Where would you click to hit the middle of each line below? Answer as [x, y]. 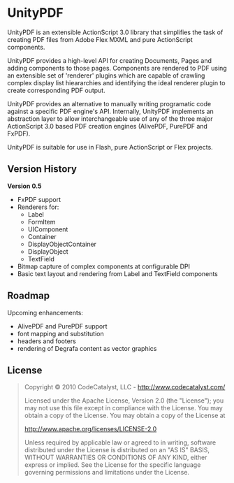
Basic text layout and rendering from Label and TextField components [117, 273]
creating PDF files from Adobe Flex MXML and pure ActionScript [100, 39]
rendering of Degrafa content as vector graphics [87, 348]
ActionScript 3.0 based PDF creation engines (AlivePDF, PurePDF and [108, 126]
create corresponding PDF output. [57, 90]
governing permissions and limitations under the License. [107, 473]
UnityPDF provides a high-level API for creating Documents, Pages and [109, 60]
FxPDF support [39, 199]
